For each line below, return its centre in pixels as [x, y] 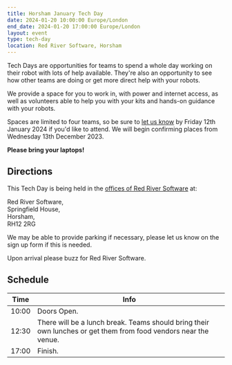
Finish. [48, 350]
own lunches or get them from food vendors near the [123, 331]
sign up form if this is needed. [49, 244]
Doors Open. [58, 311]
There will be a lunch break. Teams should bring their [123, 322]
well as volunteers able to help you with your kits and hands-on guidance [111, 101]
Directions [30, 171]
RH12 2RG [21, 224]
